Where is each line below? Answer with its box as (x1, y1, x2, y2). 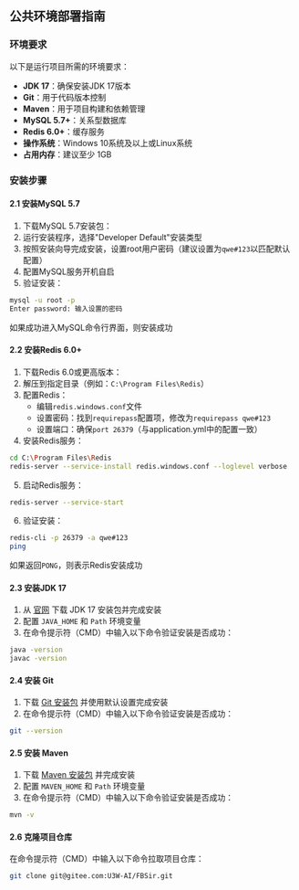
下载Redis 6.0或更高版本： (22, 366, 122, 377)
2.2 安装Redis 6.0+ (9, 344, 82, 355)
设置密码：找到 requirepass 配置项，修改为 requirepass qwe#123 (36, 412, 272, 423)
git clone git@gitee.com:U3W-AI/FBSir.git (9, 872, 173, 881)
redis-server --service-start (9, 497, 125, 507)
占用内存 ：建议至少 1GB (22, 149, 112, 160)
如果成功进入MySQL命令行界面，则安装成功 (9, 322, 173, 333)
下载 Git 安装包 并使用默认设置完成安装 (22, 697, 169, 708)
